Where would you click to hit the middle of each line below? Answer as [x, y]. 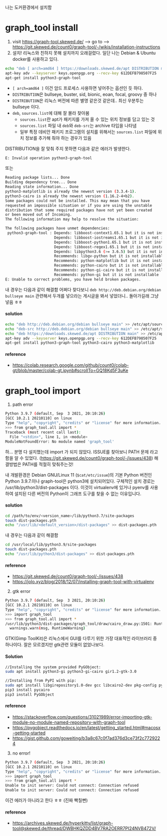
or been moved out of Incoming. [39, 215]
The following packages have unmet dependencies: [58, 229]
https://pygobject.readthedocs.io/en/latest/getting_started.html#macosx [86, 727]
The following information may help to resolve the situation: [72, 219]
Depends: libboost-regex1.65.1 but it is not [102, 247]
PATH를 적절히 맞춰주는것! [48, 464]
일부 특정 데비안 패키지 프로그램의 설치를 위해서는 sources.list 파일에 [88, 132]
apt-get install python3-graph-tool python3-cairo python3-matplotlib [80, 343]
